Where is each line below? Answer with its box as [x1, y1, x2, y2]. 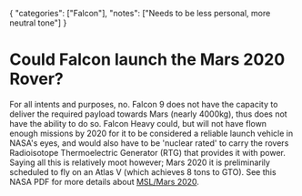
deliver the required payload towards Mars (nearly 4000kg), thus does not [9, 108, 288, 119]
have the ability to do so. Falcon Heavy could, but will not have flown [9, 118, 267, 129]
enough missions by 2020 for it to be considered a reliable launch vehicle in [9, 128, 294, 139]
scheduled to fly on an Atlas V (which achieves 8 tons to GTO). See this [9, 166, 277, 177]
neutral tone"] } [9, 17, 67, 28]
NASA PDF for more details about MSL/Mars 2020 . [9, 176, 200, 187]
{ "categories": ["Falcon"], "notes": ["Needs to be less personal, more [9, 8, 271, 18]
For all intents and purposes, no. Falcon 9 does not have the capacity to [9, 98, 278, 109]
